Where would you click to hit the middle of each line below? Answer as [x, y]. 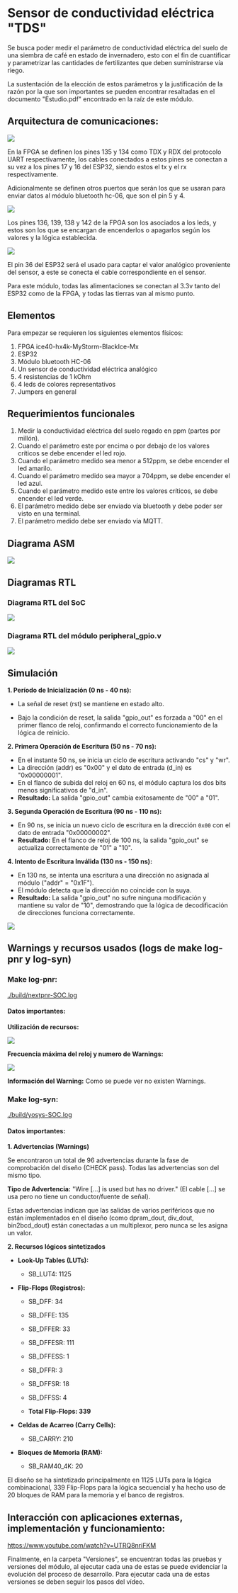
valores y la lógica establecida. [52, 237]
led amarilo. [35, 468]
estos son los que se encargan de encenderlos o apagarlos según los [109, 230]
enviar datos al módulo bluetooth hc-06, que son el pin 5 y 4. [96, 195]
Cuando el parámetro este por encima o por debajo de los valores [114, 446]
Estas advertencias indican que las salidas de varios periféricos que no [111, 1211]
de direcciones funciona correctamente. [76, 912]
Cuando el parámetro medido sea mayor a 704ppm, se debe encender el [124, 476]
